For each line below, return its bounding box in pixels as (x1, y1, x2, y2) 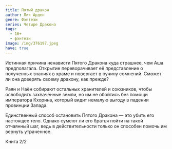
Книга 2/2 (5, 138, 27, 144)
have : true (5, 46, 29, 51)
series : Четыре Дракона (5, 22, 56, 27)
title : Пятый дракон (5, 7, 50, 13)
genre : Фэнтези (5, 17, 38, 22)
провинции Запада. (5, 102, 48, 108)
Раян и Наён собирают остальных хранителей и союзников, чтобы (5, 86, 152, 92)
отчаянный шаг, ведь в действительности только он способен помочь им (5, 123, 167, 129)
